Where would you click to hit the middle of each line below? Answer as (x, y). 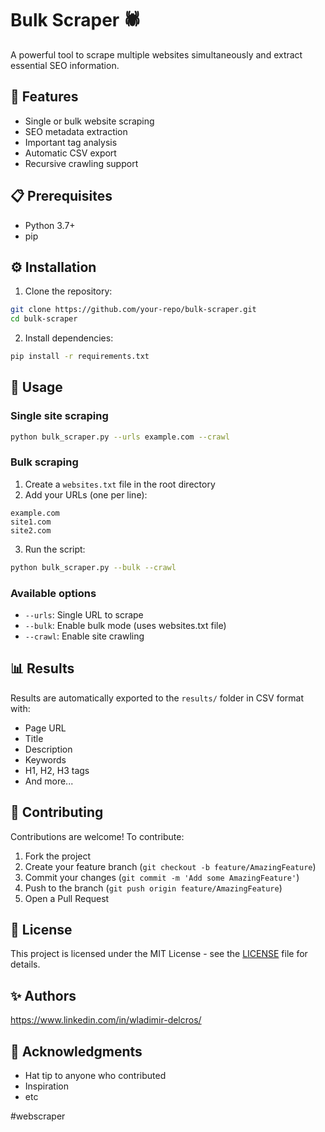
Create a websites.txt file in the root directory (120, 484)
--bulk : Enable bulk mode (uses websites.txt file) (125, 626)
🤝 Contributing (57, 812)
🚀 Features (44, 97)
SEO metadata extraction (76, 131)
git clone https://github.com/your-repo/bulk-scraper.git (133, 310)
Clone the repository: (68, 291)
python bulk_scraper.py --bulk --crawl (93, 567)
